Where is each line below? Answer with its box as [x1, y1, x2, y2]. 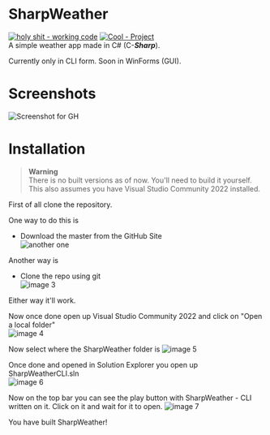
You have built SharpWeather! [8, 417, 108, 427]
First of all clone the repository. [8, 200, 113, 209]
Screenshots [8, 84, 96, 103]
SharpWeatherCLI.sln [8, 368, 79, 378]
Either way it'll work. [8, 295, 76, 305]
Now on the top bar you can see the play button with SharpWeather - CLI [8, 393, 252, 403]
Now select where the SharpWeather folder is [8, 344, 161, 354]
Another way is [8, 255, 59, 265]
